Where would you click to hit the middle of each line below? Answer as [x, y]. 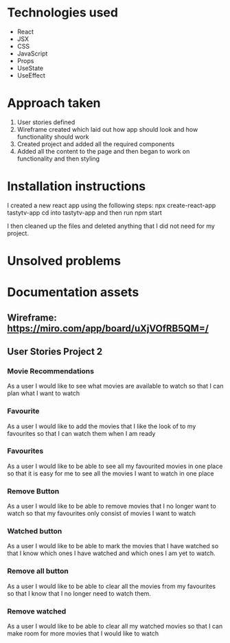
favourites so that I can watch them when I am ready [81, 433]
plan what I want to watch [44, 393]
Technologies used [63, 13]
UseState [30, 68]
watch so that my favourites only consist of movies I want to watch [101, 513]
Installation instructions [77, 186]
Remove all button [38, 571]
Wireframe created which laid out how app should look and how [107, 129]
